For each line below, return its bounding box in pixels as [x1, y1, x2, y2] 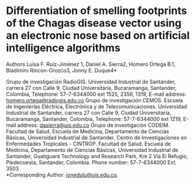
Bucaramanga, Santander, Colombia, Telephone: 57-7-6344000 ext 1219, [6, 115, 182, 122]
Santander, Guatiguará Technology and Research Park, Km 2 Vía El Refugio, [6, 152, 189, 159]
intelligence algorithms [6, 41, 121, 55]
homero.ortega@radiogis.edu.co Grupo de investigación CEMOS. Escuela [6, 96, 183, 103]
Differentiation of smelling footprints [6, 4, 187, 18]
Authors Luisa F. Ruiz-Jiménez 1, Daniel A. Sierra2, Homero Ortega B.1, [6, 60, 176, 68]
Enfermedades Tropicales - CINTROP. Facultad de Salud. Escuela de [6, 140, 171, 147]
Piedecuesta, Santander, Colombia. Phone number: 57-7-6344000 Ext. [6, 159, 177, 166]
